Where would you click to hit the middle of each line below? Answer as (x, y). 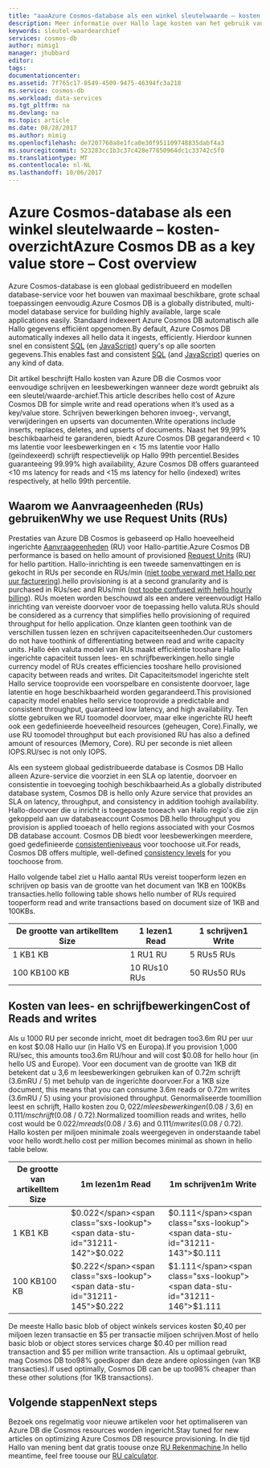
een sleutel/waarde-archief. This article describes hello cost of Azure (122, 396)
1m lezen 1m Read (115, 1184)
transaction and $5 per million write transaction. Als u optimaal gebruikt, (128, 1351)
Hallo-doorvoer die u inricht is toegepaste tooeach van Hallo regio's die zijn (133, 810)
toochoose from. (36, 861)
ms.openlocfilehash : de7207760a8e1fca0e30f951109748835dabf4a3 (117, 143)
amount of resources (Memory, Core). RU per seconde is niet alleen (121, 743)
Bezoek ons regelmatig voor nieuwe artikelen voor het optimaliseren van (128, 1422)
